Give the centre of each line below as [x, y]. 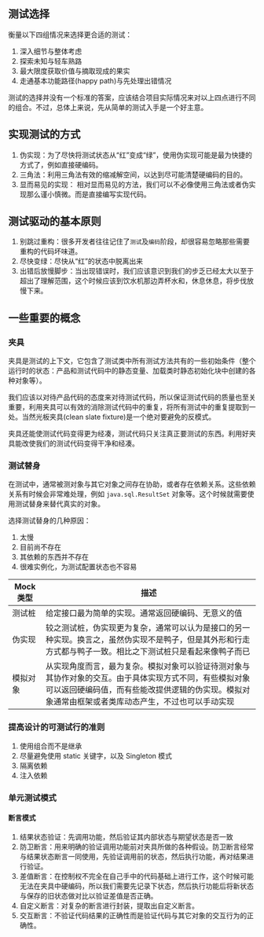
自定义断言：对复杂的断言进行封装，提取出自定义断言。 [109, 906]
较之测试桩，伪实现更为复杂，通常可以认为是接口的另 [144, 628]
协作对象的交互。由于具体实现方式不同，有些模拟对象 [152, 678]
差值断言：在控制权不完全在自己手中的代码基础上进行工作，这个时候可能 [136, 876]
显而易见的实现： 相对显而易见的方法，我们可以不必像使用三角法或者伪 [134, 184]
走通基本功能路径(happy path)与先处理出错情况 [95, 80]
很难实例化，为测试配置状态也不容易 [78, 567]
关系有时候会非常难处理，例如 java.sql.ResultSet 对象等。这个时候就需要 [128, 494]
